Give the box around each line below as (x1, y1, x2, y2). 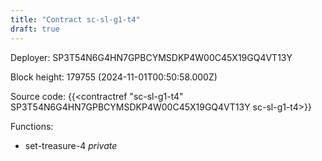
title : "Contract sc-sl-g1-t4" (10, 14, 141, 25)
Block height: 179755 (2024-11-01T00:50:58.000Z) (10, 71, 218, 83)
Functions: (10, 120, 54, 132)
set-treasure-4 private (24, 139, 118, 151)
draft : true (10, 24, 60, 34)
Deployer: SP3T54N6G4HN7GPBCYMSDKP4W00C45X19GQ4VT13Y (10, 51, 293, 63)
